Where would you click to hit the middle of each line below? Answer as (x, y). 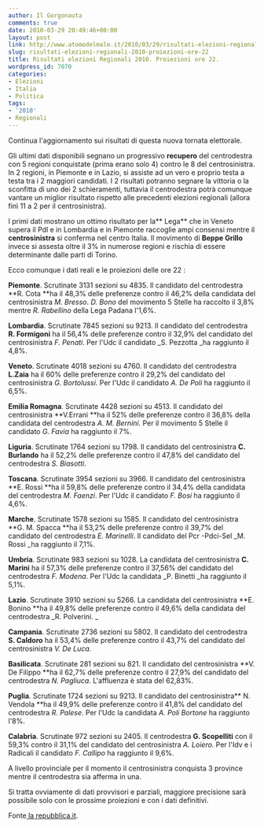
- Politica (26, 96)
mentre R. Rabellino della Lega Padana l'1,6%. (82, 310)
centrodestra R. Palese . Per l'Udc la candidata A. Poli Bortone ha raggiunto (129, 712)
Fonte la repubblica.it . (43, 815)
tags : (17, 103)
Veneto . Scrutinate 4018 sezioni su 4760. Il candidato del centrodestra (123, 366)
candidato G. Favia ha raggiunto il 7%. (70, 431)
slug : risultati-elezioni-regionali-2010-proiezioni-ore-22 (109, 52)
